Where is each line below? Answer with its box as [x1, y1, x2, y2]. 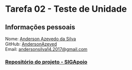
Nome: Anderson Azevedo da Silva [5, 36, 76, 42]
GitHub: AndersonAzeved [5, 41, 57, 47]
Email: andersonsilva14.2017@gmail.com [5, 47, 88, 52]
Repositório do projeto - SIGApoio [5, 58, 88, 65]
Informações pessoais [5, 23, 76, 31]
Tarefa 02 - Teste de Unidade [5, 3, 127, 15]
